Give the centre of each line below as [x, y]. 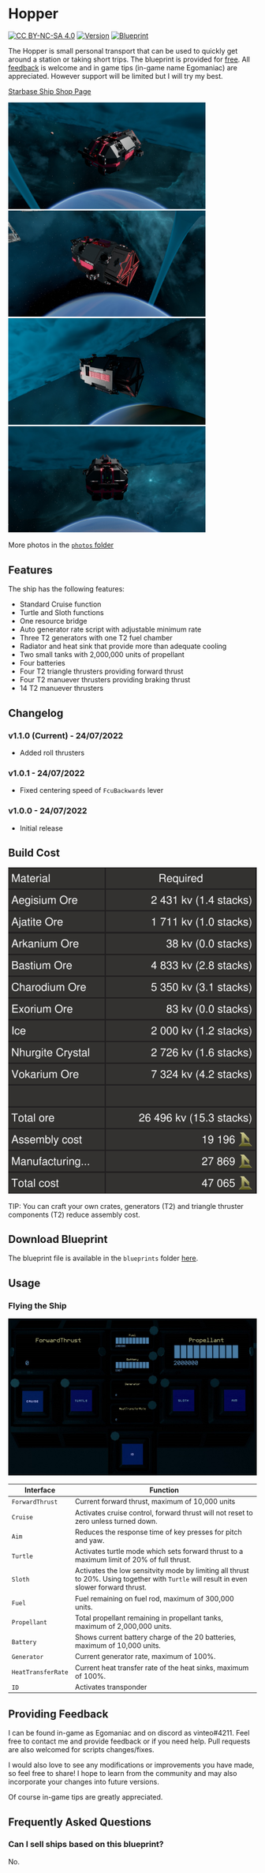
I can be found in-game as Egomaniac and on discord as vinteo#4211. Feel [129, 1733]
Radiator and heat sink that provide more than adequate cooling [123, 646]
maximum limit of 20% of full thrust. [133, 1560]
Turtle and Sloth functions [62, 613]
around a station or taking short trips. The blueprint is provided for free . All [129, 59]
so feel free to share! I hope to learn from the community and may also [123, 1774]
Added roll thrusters [52, 753]
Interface [40, 1490]
